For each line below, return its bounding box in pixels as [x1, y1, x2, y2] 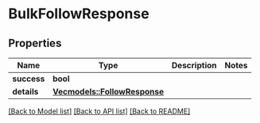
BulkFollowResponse [8, 5, 149, 23]
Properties [8, 37, 62, 50]
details [12, 86, 39, 97]
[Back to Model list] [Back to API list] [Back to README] [8, 106, 191, 116]
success [12, 73, 45, 84]
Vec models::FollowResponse [52, 86, 165, 97]
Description [171, 60, 217, 71]
